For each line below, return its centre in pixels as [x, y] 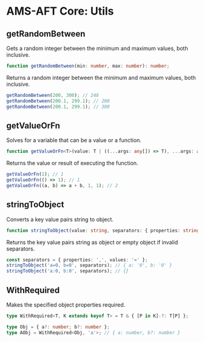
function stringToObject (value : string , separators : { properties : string [103, 230]
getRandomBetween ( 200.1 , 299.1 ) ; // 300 [58, 107]
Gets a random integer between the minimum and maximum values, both [97, 48]
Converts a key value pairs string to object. [60, 219]
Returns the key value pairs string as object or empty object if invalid [92, 242]
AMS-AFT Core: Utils [60, 11]
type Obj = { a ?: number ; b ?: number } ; [58, 327]
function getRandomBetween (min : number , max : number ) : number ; [88, 66]
